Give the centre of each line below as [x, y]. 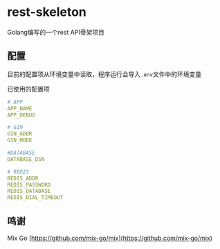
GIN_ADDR [20, 134]
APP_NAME [20, 108]
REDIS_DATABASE [29, 191]
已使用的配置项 [28, 89]
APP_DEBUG [21, 115]
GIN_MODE [20, 140]
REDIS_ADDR [23, 178]
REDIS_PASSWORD [29, 184]
